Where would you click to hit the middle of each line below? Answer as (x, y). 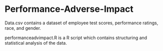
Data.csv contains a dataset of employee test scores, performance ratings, (81, 23)
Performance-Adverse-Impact (69, 9)
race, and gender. (23, 28)
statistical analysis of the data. (36, 43)
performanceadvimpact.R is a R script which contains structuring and (76, 38)
